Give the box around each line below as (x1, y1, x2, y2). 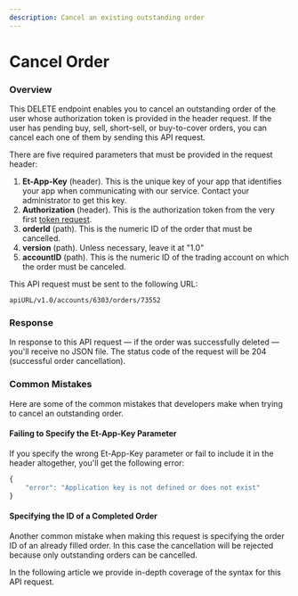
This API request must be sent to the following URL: (9, 278, 198, 290)
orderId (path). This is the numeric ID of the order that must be (21, 224, 253, 235)
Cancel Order (9, 51, 109, 71)
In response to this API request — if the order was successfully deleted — (9, 336, 280, 348)
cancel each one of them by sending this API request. (9, 132, 206, 143)
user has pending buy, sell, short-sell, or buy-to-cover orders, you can (9, 122, 268, 134)
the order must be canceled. (21, 261, 126, 272)
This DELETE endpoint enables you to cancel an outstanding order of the (9, 103, 276, 114)
